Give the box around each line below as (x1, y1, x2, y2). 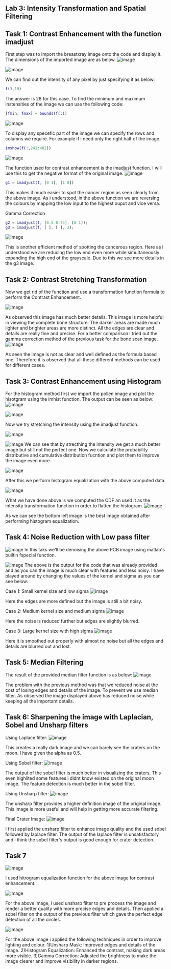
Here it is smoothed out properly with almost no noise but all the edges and (5, 637, 164, 644)
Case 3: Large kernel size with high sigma (5, 628, 93, 634)
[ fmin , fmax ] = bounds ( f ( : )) (5, 111, 67, 116)
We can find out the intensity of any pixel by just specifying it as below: (5, 76, 155, 83)
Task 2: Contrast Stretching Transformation (5, 275, 147, 284)
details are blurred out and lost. (5, 643, 71, 649)
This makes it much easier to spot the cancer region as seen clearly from (5, 189, 159, 195)
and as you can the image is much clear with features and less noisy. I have (5, 567, 164, 573)
